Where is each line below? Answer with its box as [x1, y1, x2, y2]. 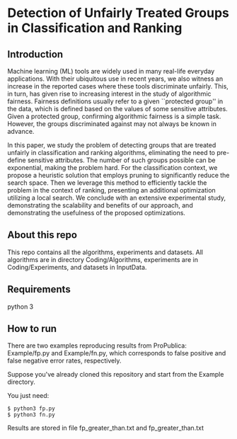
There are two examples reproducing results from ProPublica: [7, 341, 187, 350]
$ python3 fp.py [7, 405, 55, 412]
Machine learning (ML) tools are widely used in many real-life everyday [7, 67, 214, 75]
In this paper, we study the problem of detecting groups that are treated [7, 141, 216, 149]
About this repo [7, 229, 78, 241]
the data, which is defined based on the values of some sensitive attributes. [7, 105, 228, 113]
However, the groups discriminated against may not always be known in [7, 120, 217, 128]
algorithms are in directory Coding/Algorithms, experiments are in [7, 255, 198, 263]
